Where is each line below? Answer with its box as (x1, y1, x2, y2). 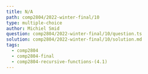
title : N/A (6, 8, 33, 15)
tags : (6, 42, 20, 48)
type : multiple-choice (6, 20, 62, 26)
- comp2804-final (11, 53, 55, 59)
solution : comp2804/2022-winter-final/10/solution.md (6, 36, 143, 42)
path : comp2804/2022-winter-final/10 (6, 14, 100, 20)
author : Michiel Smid (6, 25, 60, 32)
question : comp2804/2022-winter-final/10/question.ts (6, 31, 143, 37)
